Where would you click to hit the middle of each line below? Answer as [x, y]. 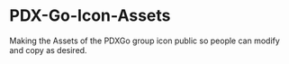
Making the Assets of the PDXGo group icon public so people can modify [145, 41]
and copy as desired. [48, 50]
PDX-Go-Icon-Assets [90, 16]
